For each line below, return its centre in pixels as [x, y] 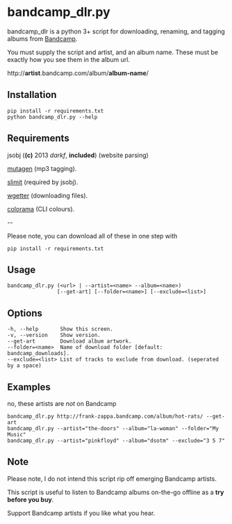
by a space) [24, 366]
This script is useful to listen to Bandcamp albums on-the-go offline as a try [116, 492]
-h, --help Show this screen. [60, 329]
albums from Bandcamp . [42, 38]
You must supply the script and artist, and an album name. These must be [113, 52]
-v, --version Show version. [54, 335]
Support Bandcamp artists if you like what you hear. [81, 513]
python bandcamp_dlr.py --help [52, 117]
